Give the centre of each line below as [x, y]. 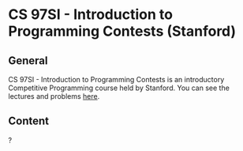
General [28, 60]
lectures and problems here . [54, 96]
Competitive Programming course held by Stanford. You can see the [119, 88]
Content [29, 121]
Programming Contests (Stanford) [122, 31]
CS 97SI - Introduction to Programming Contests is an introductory [116, 79]
